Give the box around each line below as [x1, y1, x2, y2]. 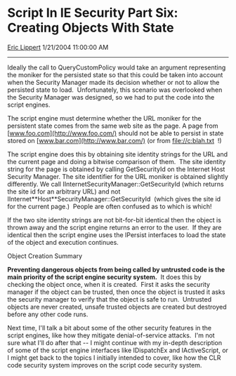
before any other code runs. [7, 310, 88, 318]
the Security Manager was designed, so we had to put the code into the [7, 93, 215, 101]
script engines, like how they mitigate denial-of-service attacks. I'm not [7, 331, 216, 340]
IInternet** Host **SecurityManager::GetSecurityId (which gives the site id [7, 194, 221, 203]
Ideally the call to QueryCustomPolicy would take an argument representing [7, 63, 226, 72]
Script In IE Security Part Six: [7, 5, 178, 21]
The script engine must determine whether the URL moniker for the [7, 114, 202, 122]
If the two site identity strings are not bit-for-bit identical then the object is [7, 215, 221, 224]
